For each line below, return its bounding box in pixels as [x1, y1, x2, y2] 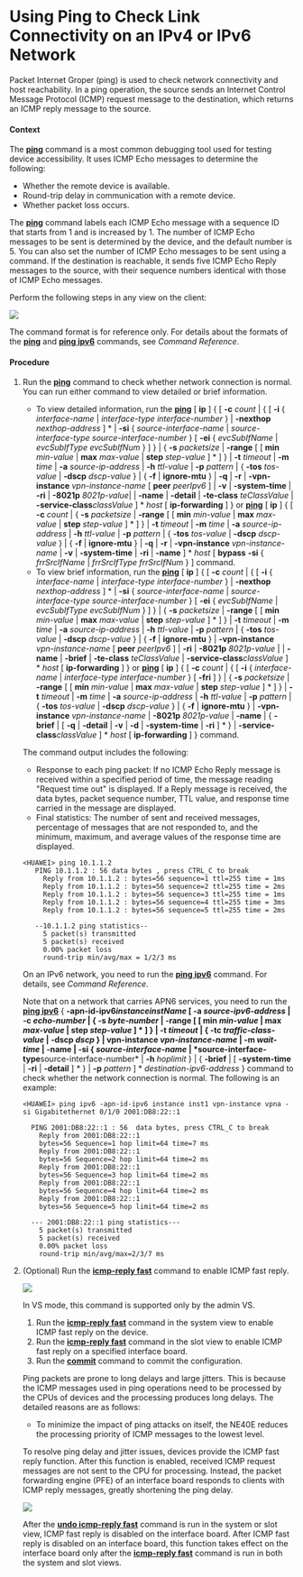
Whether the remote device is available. [22, 180, 170, 191]
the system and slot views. [22, 1557, 122, 1568]
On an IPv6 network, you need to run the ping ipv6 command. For [22, 969, 268, 980]
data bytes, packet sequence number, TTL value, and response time [35, 793, 290, 804]
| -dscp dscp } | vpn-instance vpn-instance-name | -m [45, 1034, 255, 1045]
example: [22, 1082, 57, 1093]
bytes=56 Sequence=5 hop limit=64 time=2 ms [39, 1202, 209, 1212]
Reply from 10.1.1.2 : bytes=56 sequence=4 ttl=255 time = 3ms [42, 898, 286, 907]
